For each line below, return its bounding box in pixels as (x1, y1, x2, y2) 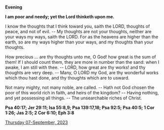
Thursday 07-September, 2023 (5, 120, 68, 125)
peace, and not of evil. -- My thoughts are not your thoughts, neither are (5, 29, 152, 34)
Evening (5, 4, 23, 10)
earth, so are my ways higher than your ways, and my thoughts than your (5, 39, 154, 45)
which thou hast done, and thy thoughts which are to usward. (5, 75, 130, 81)
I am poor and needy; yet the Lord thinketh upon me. (5, 14, 115, 19)
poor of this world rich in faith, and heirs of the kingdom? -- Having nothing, (5, 90, 159, 95)
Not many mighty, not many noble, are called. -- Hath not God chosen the (5, 85, 155, 90)
